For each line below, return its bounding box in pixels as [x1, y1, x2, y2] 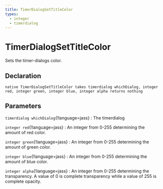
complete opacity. [5, 178, 41, 184]
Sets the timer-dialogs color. [5, 58, 62, 64]
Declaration [5, 71, 41, 80]
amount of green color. [5, 144, 51, 150]
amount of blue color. [5, 158, 48, 164]
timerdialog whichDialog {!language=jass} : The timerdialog [5, 115, 125, 120]
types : [5, 12, 19, 17]
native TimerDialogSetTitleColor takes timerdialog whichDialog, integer [5, 85, 159, 89]
